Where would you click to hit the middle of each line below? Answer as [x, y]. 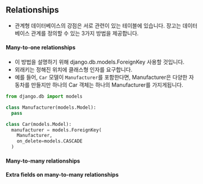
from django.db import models [44, 97]
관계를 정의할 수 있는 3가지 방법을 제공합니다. [85, 33]
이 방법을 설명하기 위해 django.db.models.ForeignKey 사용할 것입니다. [99, 62]
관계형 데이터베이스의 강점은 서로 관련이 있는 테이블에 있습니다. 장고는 [98, 25]
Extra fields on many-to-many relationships [62, 175]
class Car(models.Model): [39, 124]
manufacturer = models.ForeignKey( [57, 130]
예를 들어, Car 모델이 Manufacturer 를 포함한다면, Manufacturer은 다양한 [101, 77]
